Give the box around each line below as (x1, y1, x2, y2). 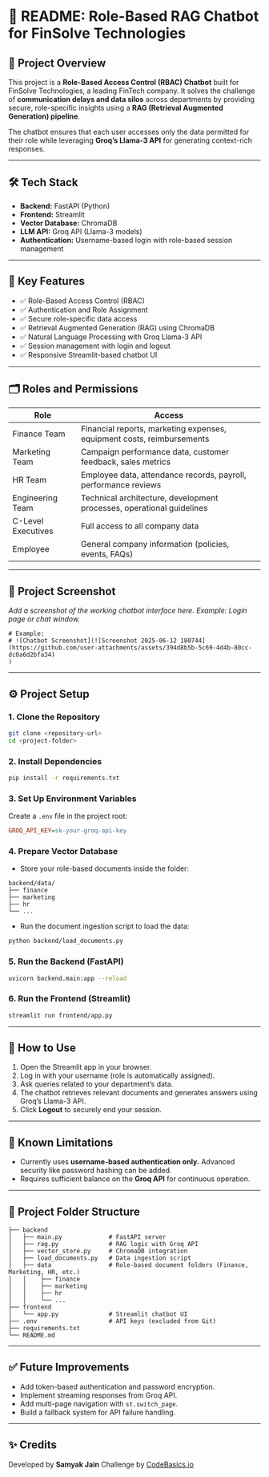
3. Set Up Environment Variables (8, 793, 137, 804)
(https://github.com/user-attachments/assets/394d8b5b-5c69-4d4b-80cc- (8, 644, 252, 652)
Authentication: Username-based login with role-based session (19, 235, 233, 245)
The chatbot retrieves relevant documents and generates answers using (19, 1088, 258, 1098)
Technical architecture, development (80, 492, 219, 504)
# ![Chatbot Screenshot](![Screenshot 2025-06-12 (8, 637, 178, 645)
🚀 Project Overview (8, 56, 106, 70)
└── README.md (8, 1331, 56, 1339)
